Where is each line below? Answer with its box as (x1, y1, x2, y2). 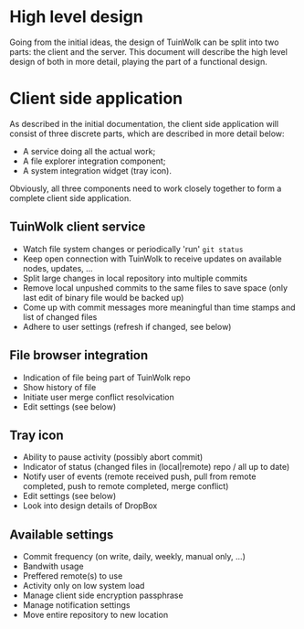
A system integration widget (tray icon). (22, 165, 172, 176)
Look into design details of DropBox (22, 500, 158, 511)
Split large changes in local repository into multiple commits (22, 272, 248, 283)
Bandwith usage (22, 560, 84, 572)
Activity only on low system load (22, 581, 145, 592)
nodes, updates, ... (22, 262, 93, 273)
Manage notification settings (22, 600, 131, 611)
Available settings (9, 527, 114, 542)
